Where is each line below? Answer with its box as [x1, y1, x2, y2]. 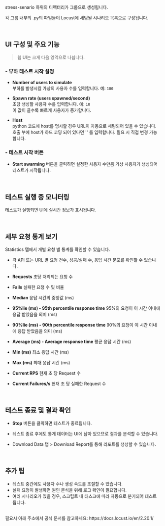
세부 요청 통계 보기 [5, 232, 58, 241]
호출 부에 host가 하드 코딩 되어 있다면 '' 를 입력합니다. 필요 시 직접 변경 [12, 129, 148, 135]
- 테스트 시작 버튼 [5, 149, 44, 156]
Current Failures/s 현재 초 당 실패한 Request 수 [12, 381, 106, 387]
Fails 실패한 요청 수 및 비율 [12, 284, 64, 290]
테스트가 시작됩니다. [12, 167, 51, 173]
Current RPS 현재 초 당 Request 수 [12, 370, 81, 376]
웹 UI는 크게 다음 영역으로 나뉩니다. [17, 54, 85, 60]
